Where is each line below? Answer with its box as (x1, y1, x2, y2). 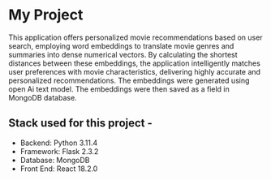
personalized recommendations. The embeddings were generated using (8, 75, 250, 85)
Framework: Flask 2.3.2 (19, 146, 99, 156)
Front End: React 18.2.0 (19, 164, 98, 174)
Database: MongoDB (19, 155, 90, 165)
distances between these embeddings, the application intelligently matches (8, 58, 261, 68)
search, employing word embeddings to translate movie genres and (8, 41, 234, 50)
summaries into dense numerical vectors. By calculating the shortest (8, 49, 238, 59)
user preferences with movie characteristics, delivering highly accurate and (8, 66, 261, 76)
